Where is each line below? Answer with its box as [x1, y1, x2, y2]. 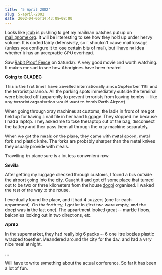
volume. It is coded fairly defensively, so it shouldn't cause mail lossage [5, 40, 148, 46]
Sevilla [5, 162, 19, 168]
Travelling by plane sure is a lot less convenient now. [5, 153, 110, 159]
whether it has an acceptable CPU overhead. [5, 50, 94, 56]
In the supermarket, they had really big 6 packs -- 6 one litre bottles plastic [5, 231, 155, 237]
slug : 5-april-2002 [5, 12, 44, 17]
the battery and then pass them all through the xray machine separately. [5, 124, 149, 130]
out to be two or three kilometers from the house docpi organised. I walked [5, 182, 154, 188]
